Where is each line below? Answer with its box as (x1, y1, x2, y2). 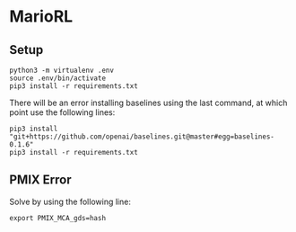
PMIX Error (9, 173, 72, 188)
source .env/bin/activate (9, 74, 106, 83)
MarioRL (9, 6, 74, 27)
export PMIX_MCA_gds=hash (9, 213, 106, 222)
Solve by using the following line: (9, 196, 132, 207)
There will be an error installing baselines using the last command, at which (9, 97, 288, 108)
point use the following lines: (9, 107, 116, 118)
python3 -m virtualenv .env (9, 66, 115, 75)
